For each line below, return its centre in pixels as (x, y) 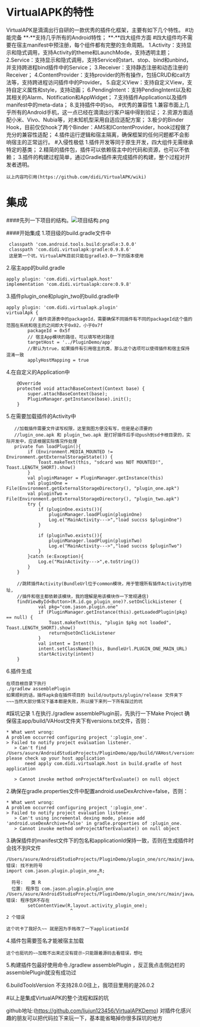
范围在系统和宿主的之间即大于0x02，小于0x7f (54, 325)
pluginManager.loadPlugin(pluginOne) (96, 514)
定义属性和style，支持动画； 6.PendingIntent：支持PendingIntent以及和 (104, 90)
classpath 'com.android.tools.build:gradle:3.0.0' (73, 244)
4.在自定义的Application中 (38, 372)
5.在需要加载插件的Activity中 (41, 416)
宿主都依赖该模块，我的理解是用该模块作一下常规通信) (92, 596)
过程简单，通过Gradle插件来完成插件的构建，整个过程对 (117, 157)
